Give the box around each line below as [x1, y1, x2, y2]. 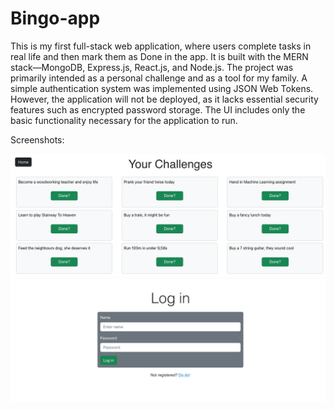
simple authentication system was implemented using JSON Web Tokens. [10, 82, 314, 94]
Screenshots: [10, 133, 65, 146]
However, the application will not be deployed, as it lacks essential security [10, 93, 319, 105]
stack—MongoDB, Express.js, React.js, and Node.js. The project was [10, 61, 294, 73]
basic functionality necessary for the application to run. [10, 114, 238, 126]
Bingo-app [10, 7, 101, 30]
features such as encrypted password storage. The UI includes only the [10, 103, 306, 116]
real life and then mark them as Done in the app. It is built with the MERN [10, 50, 309, 62]
